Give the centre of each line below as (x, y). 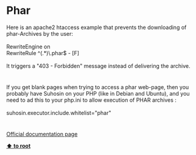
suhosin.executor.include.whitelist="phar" (59, 113)
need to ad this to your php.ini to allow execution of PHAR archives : (91, 100)
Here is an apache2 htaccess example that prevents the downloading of (96, 27)
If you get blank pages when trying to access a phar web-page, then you (98, 87)
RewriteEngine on (28, 47)
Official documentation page (42, 134)
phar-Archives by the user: (40, 33)
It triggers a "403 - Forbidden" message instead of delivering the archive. (98, 66)
